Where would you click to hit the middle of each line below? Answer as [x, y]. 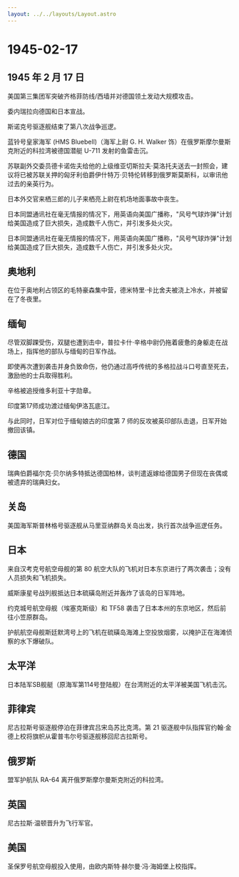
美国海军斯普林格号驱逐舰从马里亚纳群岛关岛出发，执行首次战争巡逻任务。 [117, 525]
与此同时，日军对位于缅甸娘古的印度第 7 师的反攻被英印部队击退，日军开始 [117, 421]
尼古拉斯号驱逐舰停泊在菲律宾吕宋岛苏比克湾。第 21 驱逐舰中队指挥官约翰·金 [119, 728]
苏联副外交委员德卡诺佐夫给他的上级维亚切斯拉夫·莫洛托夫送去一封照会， [115, 166]
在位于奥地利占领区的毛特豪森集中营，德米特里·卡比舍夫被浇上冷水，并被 [115, 290]
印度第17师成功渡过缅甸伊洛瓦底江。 [61, 406]
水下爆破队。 [39, 641]
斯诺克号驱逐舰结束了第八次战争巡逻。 [63, 127]
